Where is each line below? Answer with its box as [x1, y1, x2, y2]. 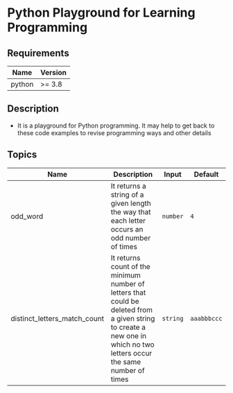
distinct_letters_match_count [10, 313, 104, 323]
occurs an [110, 224, 144, 234]
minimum [110, 270, 141, 280]
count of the [110, 261, 150, 271]
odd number [110, 233, 151, 243]
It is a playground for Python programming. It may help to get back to [17, 121, 215, 130]
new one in [110, 331, 147, 340]
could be [110, 296, 140, 306]
